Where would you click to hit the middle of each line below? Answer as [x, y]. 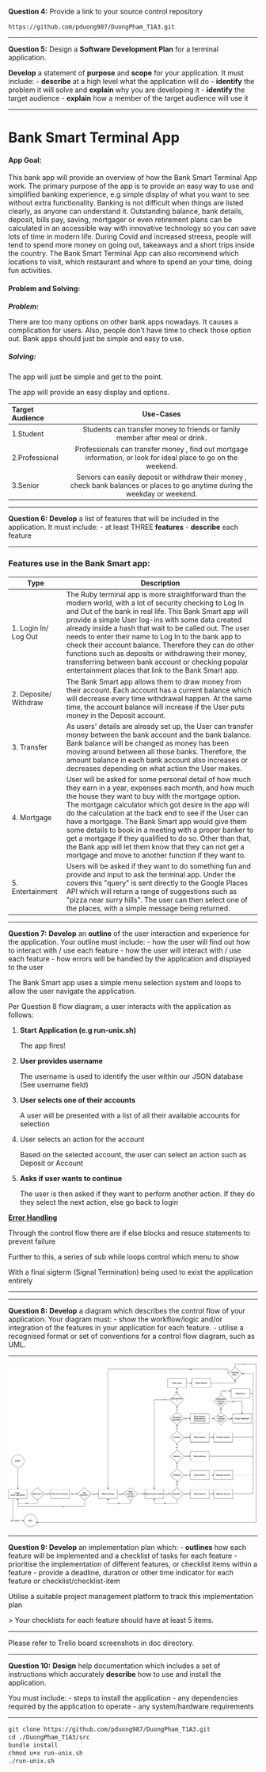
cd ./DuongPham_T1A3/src [49, 1737]
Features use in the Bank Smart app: [79, 564]
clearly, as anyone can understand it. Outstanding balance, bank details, [126, 211]
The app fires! [42, 1045]
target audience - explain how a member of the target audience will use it [128, 98]
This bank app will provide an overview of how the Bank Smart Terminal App [133, 178]
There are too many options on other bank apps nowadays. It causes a [123, 321]
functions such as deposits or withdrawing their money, [156, 654]
